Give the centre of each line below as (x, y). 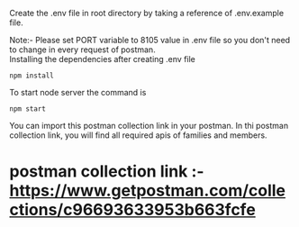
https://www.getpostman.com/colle (148, 191)
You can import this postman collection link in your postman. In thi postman (149, 126)
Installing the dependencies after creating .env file (103, 59)
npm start (28, 109)
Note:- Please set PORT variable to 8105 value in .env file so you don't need (150, 40)
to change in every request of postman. (82, 50)
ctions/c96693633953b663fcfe (133, 210)
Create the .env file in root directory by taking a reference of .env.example (147, 13)
